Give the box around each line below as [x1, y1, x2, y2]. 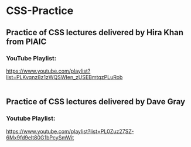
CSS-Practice [6, 4, 74, 18]
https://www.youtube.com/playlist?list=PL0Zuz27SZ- [6, 128, 134, 135]
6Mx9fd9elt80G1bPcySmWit [6, 134, 74, 141]
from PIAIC [6, 36, 47, 46]
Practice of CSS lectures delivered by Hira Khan [6, 28, 183, 37]
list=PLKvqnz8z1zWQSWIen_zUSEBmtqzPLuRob [6, 73, 123, 80]
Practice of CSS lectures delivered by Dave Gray [6, 97, 186, 107]
